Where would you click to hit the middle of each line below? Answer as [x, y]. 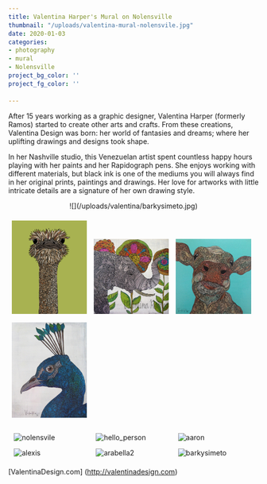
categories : [28, 42]
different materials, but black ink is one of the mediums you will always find [131, 173]
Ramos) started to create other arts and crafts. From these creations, [121, 124]
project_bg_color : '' [44, 76]
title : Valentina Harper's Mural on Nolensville [90, 17]
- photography [32, 50]
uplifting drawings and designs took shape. [79, 141]
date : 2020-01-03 [37, 33]
